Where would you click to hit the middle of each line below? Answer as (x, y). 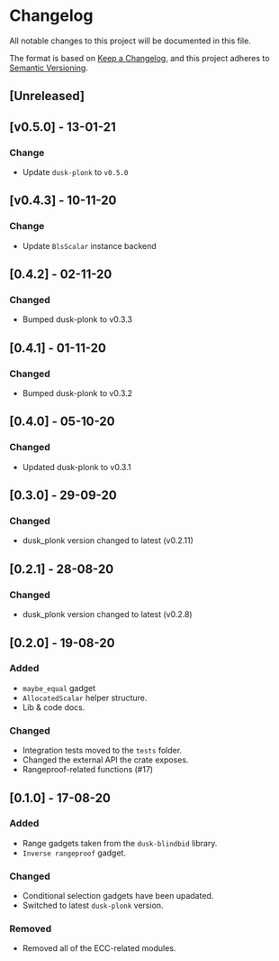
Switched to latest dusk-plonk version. (93, 906)
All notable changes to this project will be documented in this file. (130, 41)
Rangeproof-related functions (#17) (88, 770)
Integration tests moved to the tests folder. (102, 751)
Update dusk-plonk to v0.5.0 (75, 172)
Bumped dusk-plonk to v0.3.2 (77, 393)
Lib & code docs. (54, 707)
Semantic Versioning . (49, 68)
